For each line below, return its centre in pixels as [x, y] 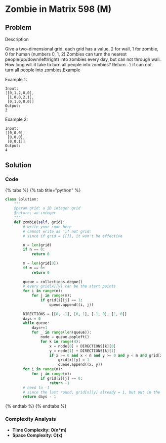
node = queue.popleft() [65, 337]
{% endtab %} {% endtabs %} [36, 406]
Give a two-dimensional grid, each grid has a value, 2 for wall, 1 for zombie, [82, 49]
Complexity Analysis [31, 419]
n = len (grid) [37, 245]
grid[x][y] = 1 [74, 360]
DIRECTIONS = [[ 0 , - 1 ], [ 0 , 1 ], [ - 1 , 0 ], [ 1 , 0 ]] [75, 314]
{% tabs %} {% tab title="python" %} [43, 190]
